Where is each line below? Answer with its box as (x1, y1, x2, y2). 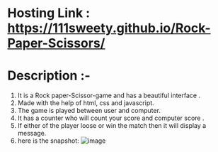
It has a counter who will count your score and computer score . (17, 114, 205, 122)
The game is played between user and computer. (17, 107, 161, 115)
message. (17, 129, 47, 138)
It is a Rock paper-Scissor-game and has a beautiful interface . (17, 91, 200, 100)
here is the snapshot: (17, 136, 79, 145)
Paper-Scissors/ (7, 36, 105, 51)
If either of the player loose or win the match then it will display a (17, 121, 207, 130)
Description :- (7, 67, 91, 84)
